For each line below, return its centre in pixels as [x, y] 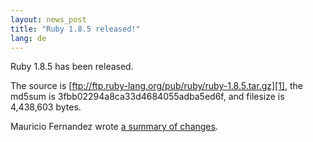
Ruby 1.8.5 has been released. [72, 67]
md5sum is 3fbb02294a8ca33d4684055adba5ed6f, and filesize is [147, 97]
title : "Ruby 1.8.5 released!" [75, 29]
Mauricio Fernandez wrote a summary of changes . [114, 127]
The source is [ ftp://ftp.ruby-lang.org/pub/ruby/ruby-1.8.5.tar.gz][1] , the [156, 86]
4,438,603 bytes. [46, 107]
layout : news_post [48, 19]
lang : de [28, 38]
